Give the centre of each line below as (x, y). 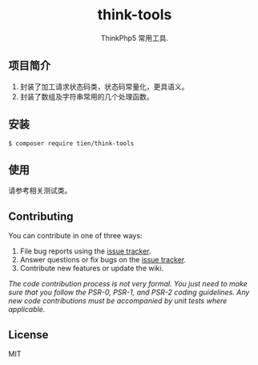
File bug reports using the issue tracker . (85, 251)
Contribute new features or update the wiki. (92, 268)
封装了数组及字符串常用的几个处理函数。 (87, 96)
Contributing (41, 216)
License (28, 335)
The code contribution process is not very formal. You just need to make (128, 284)
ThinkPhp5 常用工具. (135, 38)
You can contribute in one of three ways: (75, 236)
